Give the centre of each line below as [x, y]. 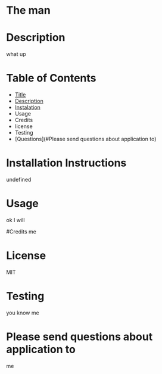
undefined [19, 180]
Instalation [27, 107]
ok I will [15, 220]
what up [16, 54]
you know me [23, 313]
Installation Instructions [66, 163]
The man [28, 10]
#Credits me [21, 231]
